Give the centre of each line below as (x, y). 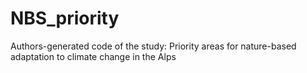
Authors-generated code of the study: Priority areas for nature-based (153, 46)
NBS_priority (65, 18)
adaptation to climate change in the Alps (93, 56)
